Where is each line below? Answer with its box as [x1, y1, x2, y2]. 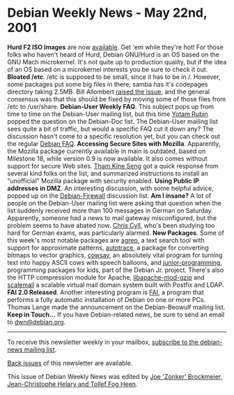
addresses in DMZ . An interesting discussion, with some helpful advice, [7, 184, 214, 192]
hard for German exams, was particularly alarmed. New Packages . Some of [7, 229, 224, 237]
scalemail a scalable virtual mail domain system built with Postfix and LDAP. [7, 280, 224, 289]
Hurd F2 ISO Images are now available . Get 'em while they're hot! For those [7, 43, 224, 51]
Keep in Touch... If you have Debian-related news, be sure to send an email [7, 310, 225, 319]
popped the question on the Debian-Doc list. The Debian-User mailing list [7, 117, 218, 125]
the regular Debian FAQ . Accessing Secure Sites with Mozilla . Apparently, [7, 139, 221, 148]
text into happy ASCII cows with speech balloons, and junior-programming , [7, 258, 223, 266]
